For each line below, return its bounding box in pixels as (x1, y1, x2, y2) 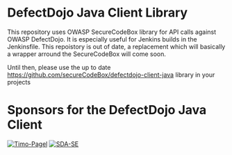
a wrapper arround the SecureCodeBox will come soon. (7, 50, 167, 58)
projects (7, 77, 31, 86)
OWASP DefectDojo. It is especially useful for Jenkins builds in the (7, 35, 197, 43)
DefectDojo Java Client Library (7, 5, 188, 21)
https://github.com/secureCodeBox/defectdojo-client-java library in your (7, 71, 215, 79)
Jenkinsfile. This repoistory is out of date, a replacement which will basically (7, 42, 226, 51)
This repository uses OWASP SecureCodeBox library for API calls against (7, 28, 217, 36)
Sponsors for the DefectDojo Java (7, 102, 207, 118)
